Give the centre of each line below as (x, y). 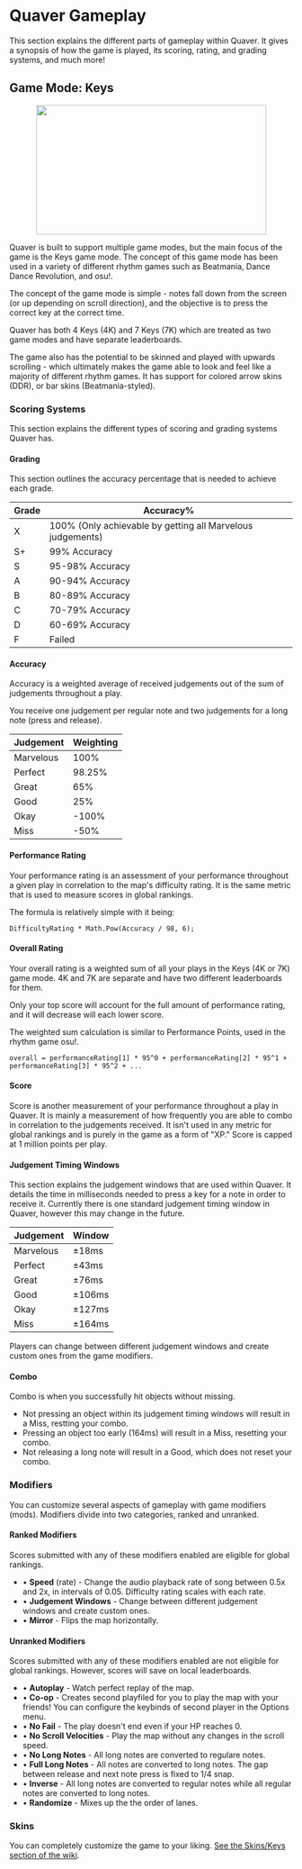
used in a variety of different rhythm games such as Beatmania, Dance (140, 266)
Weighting (96, 742)
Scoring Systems (48, 409)
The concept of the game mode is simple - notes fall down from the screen (148, 293)
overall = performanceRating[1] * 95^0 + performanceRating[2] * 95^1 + (148, 1058)
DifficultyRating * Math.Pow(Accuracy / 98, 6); (102, 929)
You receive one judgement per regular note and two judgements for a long (149, 711)
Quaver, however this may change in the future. (97, 1213)
